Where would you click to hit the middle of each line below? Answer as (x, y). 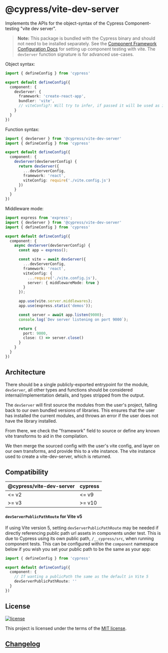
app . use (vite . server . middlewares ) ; (55, 301)
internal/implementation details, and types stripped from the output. (75, 395)
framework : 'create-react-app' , (52, 97)
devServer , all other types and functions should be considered (69, 390)
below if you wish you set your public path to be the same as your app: (78, 549)
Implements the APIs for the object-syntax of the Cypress (64, 23)
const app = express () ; (43, 250)
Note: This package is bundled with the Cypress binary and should (86, 38)
